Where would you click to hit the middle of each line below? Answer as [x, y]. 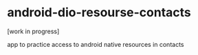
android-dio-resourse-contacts [99, 13]
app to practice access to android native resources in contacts [96, 44]
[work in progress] [33, 31]
